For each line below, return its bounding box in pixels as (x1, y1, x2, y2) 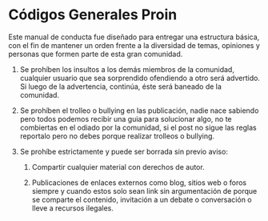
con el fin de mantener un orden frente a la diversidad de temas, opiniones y (8, 40, 260, 50)
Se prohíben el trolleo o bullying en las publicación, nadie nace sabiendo (19, 106, 259, 115)
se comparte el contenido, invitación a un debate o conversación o (31, 195, 252, 204)
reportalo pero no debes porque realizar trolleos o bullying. (19, 131, 214, 141)
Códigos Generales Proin (8, 6, 178, 24)
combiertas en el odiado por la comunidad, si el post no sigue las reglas (19, 123, 258, 132)
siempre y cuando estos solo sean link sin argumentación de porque (31, 186, 258, 195)
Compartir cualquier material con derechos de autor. (31, 162, 206, 171)
